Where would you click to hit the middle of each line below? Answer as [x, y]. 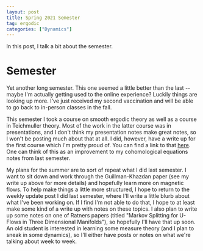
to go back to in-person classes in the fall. [59, 107]
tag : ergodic [23, 23]
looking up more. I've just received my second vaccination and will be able [100, 101]
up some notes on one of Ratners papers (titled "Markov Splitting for [92, 216]
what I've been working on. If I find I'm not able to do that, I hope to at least [101, 203]
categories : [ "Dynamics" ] [39, 29]
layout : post [23, 12]
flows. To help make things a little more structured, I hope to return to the [98, 189]
